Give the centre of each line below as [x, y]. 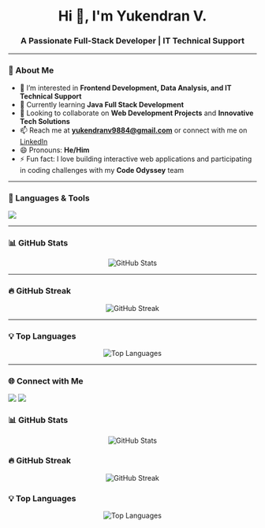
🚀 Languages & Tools [49, 198]
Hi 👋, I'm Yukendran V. [132, 16]
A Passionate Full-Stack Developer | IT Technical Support [132, 41]
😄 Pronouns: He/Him [54, 150]
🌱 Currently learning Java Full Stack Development [101, 104]
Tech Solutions [45, 121]
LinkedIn [34, 141]
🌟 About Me [31, 70]
